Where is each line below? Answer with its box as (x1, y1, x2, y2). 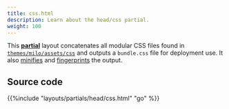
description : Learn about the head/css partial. (7, 16, 150, 23)
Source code (7, 76, 63, 88)
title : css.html (7, 10, 54, 17)
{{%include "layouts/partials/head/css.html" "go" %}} (7, 94, 160, 103)
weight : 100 (7, 23, 41, 29)
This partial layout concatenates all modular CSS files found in (7, 42, 185, 50)
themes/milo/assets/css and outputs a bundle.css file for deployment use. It (7, 49, 223, 57)
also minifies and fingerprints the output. (7, 56, 123, 64)
